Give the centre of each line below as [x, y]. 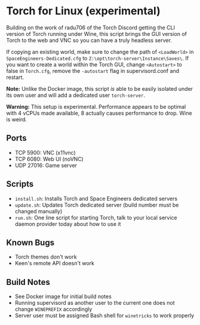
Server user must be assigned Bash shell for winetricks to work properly [104, 315]
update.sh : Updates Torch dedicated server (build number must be [97, 205]
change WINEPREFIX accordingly [53, 309]
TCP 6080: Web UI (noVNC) [49, 159]
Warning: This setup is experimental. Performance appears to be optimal [96, 106]
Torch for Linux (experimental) [83, 11]
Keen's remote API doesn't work [54, 263]
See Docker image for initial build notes [63, 296]
